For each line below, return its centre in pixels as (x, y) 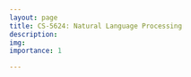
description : (34, 34)
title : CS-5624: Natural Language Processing (95, 26)
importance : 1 (36, 51)
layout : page (34, 17)
